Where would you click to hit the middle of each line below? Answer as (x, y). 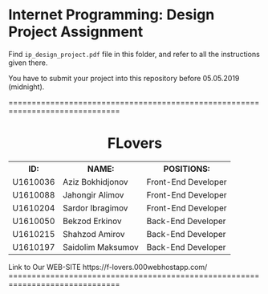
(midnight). (26, 87)
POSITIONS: (187, 169)
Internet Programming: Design (112, 15)
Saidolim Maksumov (101, 247)
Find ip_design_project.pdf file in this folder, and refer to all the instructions (134, 54)
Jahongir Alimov (93, 194)
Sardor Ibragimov (95, 208)
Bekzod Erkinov (92, 221)
